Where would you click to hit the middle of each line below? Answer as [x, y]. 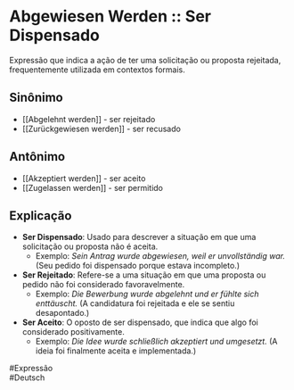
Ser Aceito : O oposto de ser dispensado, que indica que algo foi [140, 322]
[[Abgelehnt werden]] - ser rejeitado [89, 119]
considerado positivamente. [73, 332]
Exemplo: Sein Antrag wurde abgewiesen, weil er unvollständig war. [160, 256]
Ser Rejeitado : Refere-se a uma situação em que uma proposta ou [144, 275]
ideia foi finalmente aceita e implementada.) [116, 351]
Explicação [41, 216]
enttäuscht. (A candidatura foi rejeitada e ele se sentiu [135, 303]
